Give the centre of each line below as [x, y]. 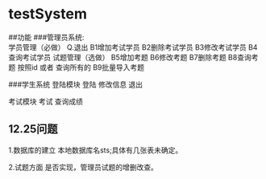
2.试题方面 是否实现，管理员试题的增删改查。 [83, 167]
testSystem [48, 14]
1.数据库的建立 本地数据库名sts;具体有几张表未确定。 [96, 150]
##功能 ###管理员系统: [46, 37]
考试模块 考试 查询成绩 [46, 101]
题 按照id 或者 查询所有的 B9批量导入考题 [77, 67]
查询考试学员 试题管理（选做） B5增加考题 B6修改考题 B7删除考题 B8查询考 [133, 57]
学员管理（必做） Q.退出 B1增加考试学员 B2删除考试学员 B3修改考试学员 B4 [133, 47]
